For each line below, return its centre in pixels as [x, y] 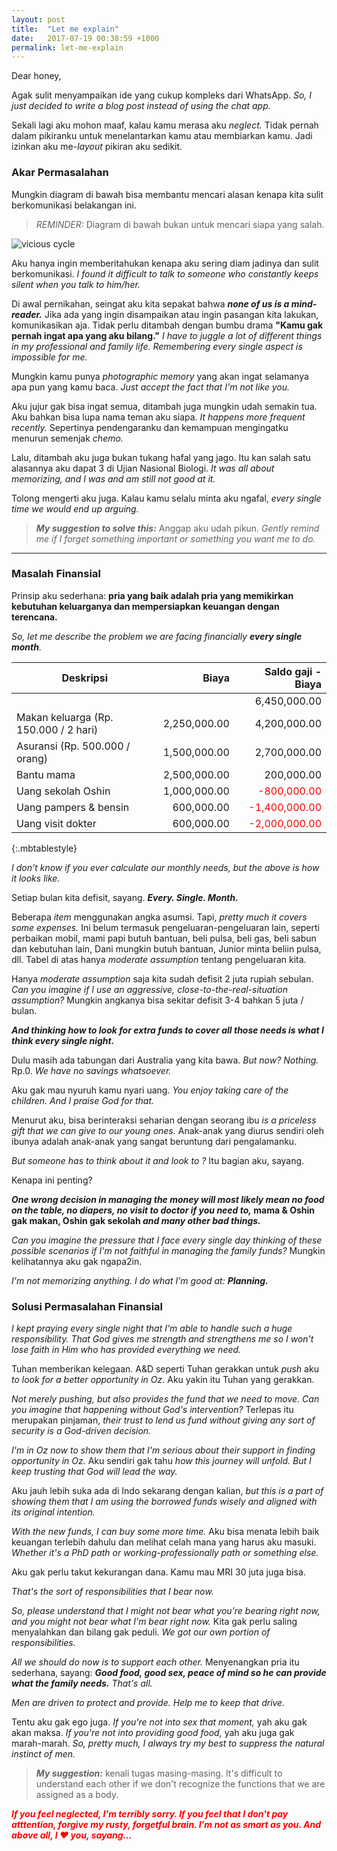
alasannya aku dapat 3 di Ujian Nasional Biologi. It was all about [143, 468]
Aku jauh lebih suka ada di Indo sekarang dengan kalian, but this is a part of [167, 1491]
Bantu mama [46, 774]
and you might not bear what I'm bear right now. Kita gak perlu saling [154, 1622]
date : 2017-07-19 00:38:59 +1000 [85, 38]
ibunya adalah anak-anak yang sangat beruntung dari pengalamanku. [154, 1141]
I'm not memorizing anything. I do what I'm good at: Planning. [140, 1280]
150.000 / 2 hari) [57, 729]
